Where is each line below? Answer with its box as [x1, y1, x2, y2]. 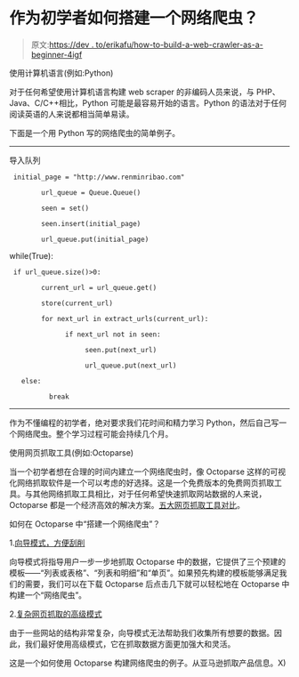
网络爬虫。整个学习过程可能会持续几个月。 [16, 428, 174, 439]
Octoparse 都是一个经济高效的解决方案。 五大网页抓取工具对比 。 [9, 499, 245, 510]
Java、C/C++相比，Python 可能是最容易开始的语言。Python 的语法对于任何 [9, 97, 287, 108]
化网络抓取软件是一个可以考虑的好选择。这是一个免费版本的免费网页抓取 [9, 477, 274, 488]
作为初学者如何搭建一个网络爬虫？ [9, 8, 260, 28]
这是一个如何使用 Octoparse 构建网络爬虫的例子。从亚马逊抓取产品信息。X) [9, 657, 287, 668]
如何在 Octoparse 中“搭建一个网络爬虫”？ [9, 518, 161, 529]
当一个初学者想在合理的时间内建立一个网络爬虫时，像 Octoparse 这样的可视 [9, 466, 287, 477]
